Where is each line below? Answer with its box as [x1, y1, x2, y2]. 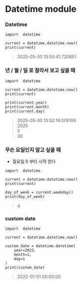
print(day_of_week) [5, 194, 45, 199]
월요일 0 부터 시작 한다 [12, 159, 56, 165]
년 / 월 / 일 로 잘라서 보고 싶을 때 [5, 67, 76, 74]
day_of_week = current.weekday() [5, 190, 74, 195]
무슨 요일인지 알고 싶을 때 [5, 146, 61, 153]
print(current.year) [5, 100, 48, 105]
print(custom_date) [5, 265, 45, 270]
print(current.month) [5, 105, 50, 109]
